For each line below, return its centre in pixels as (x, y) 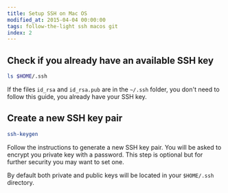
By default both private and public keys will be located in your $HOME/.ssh (111, 175)
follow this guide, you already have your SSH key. (77, 96)
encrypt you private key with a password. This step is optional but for (105, 155)
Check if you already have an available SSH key (111, 60)
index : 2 (20, 33)
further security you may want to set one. (66, 161)
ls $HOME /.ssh (27, 76)
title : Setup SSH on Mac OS (47, 13)
